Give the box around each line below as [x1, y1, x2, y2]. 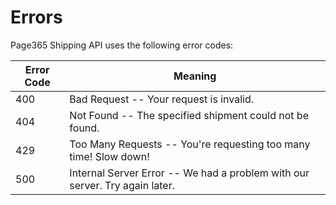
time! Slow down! [69, 149, 150, 163]
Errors [10, 6, 63, 29]
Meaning [173, 69, 217, 83]
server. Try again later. [69, 178, 175, 192]
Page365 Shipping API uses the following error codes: [10, 39, 234, 51]
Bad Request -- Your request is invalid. [69, 92, 254, 106]
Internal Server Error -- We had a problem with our [69, 166, 310, 180]
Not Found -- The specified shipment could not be [69, 108, 309, 122]
